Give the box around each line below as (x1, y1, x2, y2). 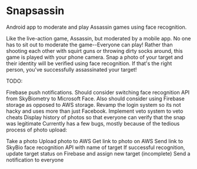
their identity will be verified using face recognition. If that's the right (6, 60, 172, 67)
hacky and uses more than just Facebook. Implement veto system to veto (6, 107, 183, 114)
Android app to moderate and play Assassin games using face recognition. (6, 23, 187, 31)
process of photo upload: (6, 126, 68, 133)
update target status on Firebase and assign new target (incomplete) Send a (6, 150, 191, 157)
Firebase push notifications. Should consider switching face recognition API (6, 89, 190, 96)
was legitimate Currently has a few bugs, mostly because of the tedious (6, 120, 180, 127)
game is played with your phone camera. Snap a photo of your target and (6, 53, 183, 60)
